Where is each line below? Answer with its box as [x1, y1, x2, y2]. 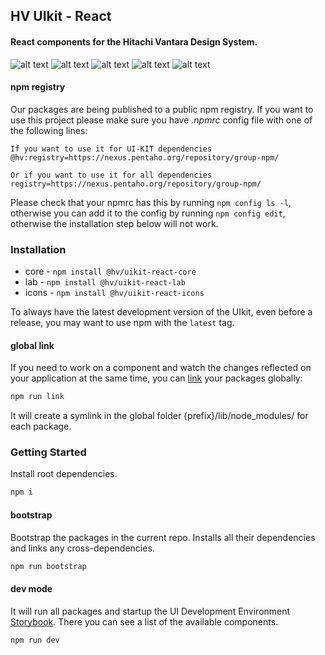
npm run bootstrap [10, 561, 87, 571]
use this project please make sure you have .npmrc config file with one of [10, 114, 313, 126]
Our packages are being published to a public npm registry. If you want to [10, 103, 314, 115]
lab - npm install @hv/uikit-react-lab [24, 276, 186, 288]
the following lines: [10, 124, 88, 136]
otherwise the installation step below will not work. [10, 217, 219, 229]
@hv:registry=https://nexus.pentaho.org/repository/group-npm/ [10, 152, 280, 163]
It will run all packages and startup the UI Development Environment [10, 605, 291, 617]
